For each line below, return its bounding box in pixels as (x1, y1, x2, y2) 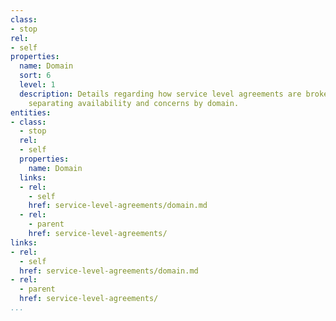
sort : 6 (19, 71, 52, 81)
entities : (10, 107, 52, 118)
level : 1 (19, 80, 56, 90)
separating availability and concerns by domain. (28, 98, 240, 108)
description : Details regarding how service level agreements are (19, 89, 302, 99)
